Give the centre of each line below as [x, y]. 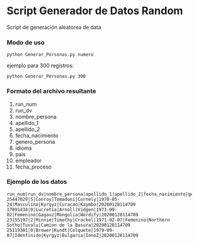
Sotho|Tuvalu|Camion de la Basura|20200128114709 [69, 225]
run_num [26, 104]
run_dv [24, 110]
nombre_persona [36, 117]
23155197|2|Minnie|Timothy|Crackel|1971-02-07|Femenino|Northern [88, 220]
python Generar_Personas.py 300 [46, 77]
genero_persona [35, 141]
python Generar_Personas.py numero [50, 55]
